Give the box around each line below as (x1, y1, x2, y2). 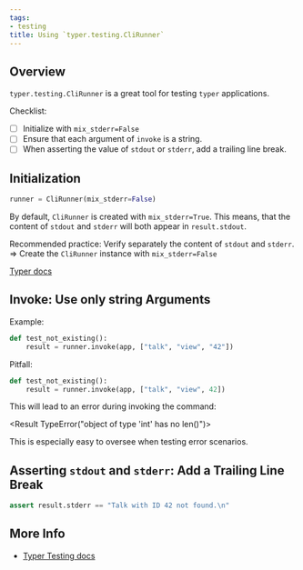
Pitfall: (9, 358, 34, 369)
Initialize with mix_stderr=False (22, 124, 139, 135)
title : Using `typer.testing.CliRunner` (9, 30, 166, 39)
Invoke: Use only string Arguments (9, 292, 211, 307)
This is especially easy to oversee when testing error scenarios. (9, 436, 248, 447)
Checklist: (9, 105, 47, 116)
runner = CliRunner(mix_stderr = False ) (9, 195, 157, 205)
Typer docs (9, 265, 53, 277)
